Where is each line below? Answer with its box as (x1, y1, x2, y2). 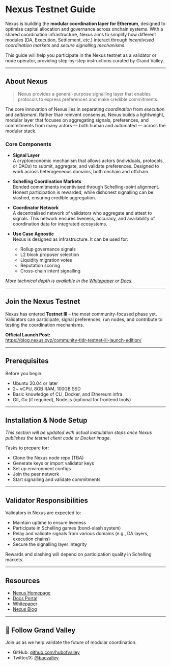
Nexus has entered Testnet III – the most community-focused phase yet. (5, 311, 157, 317)
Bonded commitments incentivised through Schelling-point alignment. (12, 184, 159, 190)
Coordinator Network (12, 204, 59, 211)
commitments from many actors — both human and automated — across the (5, 122, 166, 128)
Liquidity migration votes (20, 257, 72, 263)
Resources (5, 576, 40, 585)
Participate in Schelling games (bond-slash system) (12, 525, 121, 531)
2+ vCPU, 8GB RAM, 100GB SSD (12, 385, 81, 392)
